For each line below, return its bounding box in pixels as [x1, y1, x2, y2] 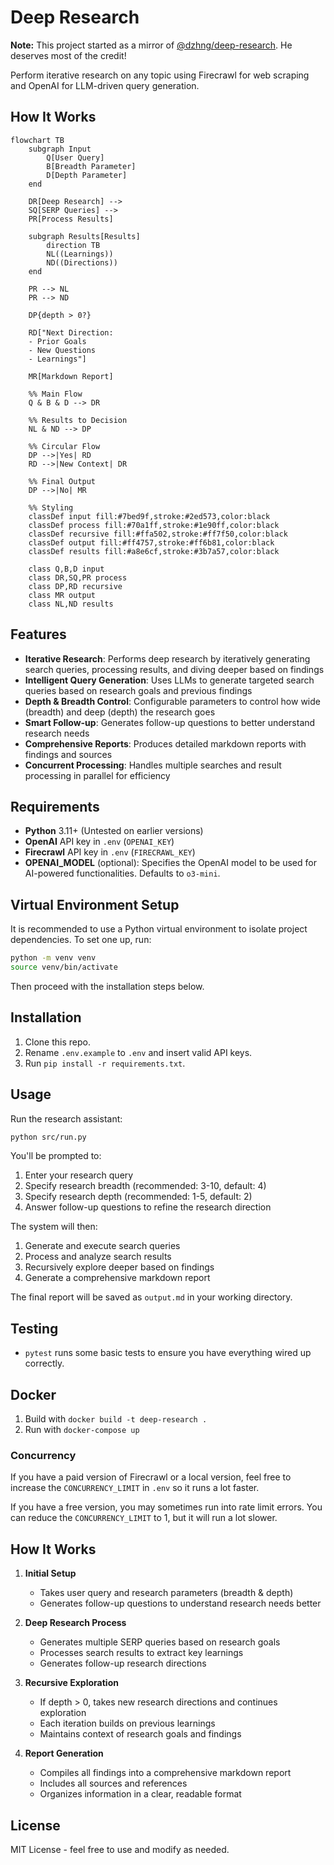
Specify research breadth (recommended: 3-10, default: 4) [24, 1180, 267, 1192]
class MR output [28, 590, 97, 600]
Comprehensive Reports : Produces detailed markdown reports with [24, 737, 307, 750]
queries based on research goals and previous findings [24, 684, 253, 696]
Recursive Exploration [24, 1677, 119, 1689]
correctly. [24, 1357, 65, 1370]
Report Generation [24, 1747, 104, 1760]
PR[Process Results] [28, 214, 114, 224]
